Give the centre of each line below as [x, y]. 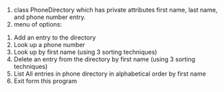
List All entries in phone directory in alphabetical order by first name [110, 74]
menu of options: [38, 24]
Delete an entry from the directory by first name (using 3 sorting [104, 59]
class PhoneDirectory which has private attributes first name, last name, [115, 10]
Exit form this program [45, 81]
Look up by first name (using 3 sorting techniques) [85, 52]
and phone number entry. [49, 17]
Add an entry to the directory [55, 37]
